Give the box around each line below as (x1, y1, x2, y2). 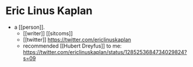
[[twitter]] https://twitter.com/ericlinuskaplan (22, 36, 131, 43)
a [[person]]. (14, 24, 45, 31)
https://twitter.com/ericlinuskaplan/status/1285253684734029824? (22, 48, 187, 55)
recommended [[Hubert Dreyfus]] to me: (22, 42, 122, 49)
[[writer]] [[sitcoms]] (22, 29, 73, 36)
